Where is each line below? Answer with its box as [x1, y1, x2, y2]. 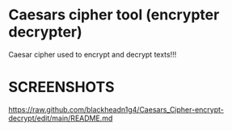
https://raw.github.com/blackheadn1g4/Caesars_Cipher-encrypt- [8, 104, 225, 114]
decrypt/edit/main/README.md [8, 113, 113, 123]
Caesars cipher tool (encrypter [8, 6, 220, 24]
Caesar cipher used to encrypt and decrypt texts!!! [8, 49, 177, 59]
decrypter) [8, 23, 82, 41]
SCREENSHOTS [8, 78, 115, 96]
